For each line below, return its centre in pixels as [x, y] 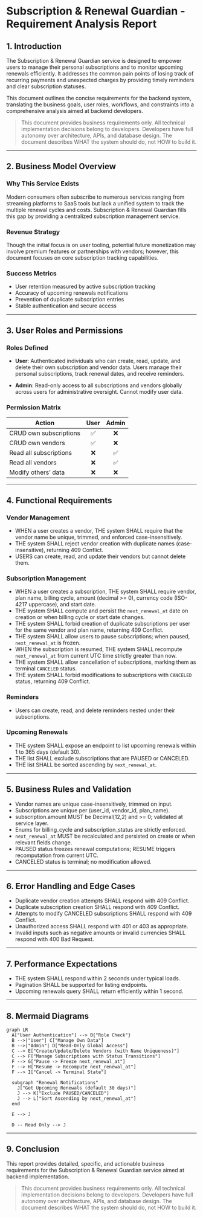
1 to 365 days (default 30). [48, 752]
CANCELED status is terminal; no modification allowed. [83, 861]
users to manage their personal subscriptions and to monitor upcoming [95, 67]
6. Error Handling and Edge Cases [71, 886]
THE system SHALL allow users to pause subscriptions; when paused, [102, 637]
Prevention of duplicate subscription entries [69, 300]
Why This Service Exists [43, 184]
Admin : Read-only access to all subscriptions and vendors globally [98, 385]
